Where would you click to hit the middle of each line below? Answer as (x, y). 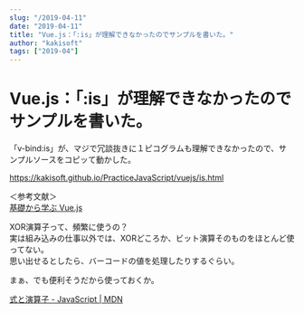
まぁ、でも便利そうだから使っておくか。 (85, 280)
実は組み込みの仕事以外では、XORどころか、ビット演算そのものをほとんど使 (152, 238)
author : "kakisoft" (46, 43)
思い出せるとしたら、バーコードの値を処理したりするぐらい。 (124, 261)
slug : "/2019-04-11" (48, 18)
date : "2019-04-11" (46, 26)
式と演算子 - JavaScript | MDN (66, 299)
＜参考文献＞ (33, 196)
